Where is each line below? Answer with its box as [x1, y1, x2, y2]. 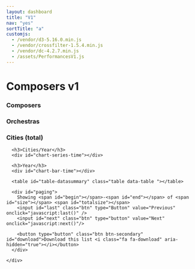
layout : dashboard [6, 8, 52, 15]
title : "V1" [6, 14, 36, 20]
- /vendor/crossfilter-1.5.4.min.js [11, 43, 103, 49]
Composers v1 [6, 79, 79, 93]
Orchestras [6, 117, 40, 125]
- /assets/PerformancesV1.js [11, 54, 85, 60]
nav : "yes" [6, 20, 34, 26]
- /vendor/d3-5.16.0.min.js [11, 37, 82, 43]
